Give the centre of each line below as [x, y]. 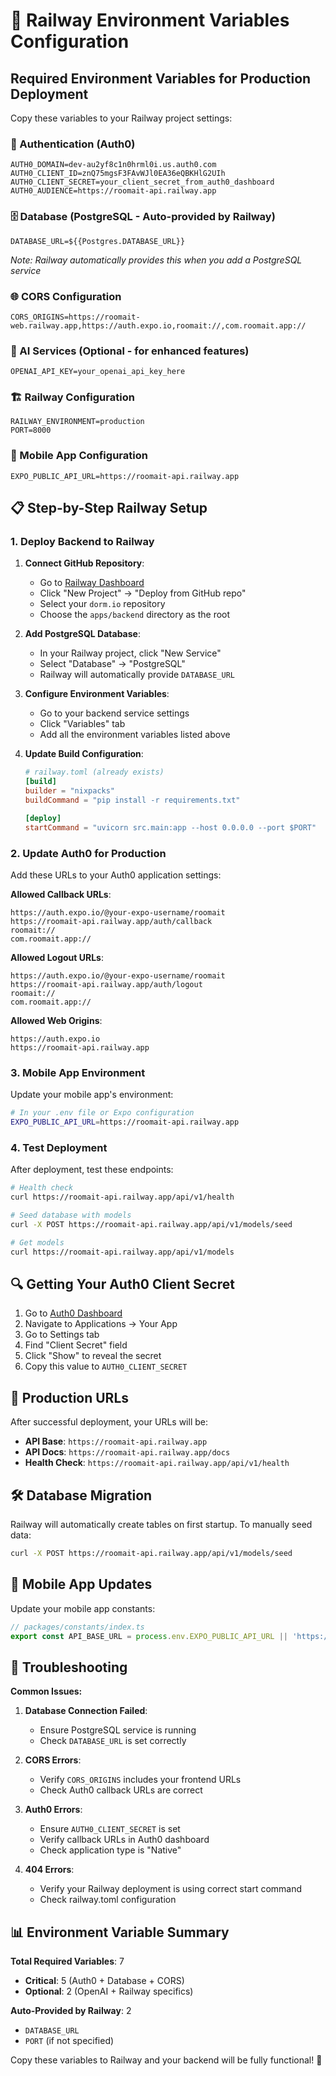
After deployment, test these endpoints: [92, 1170]
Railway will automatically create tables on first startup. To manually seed [161, 1525]
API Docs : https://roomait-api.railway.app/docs [127, 1452]
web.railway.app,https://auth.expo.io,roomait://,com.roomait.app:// [158, 325]
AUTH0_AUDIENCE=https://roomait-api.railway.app [113, 191]
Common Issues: [46, 1691]
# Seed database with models [71, 1215]
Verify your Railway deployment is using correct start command [171, 1889]
